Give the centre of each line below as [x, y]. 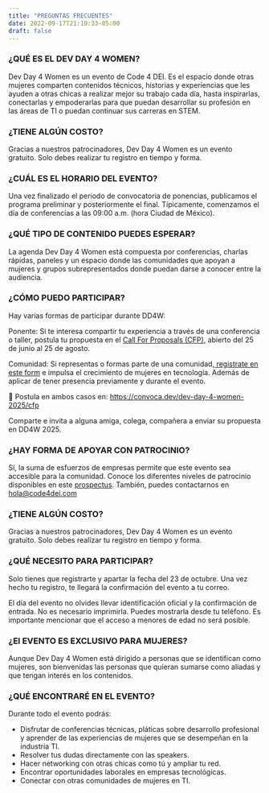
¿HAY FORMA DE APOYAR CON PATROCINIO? [99, 450]
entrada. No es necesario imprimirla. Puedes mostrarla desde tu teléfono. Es [134, 611]
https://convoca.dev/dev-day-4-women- [177, 396]
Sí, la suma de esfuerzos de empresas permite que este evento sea [120, 468]
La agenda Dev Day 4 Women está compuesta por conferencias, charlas [128, 251]
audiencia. [25, 277]
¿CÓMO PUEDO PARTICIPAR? [67, 298]
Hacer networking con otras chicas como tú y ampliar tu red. [120, 764]
